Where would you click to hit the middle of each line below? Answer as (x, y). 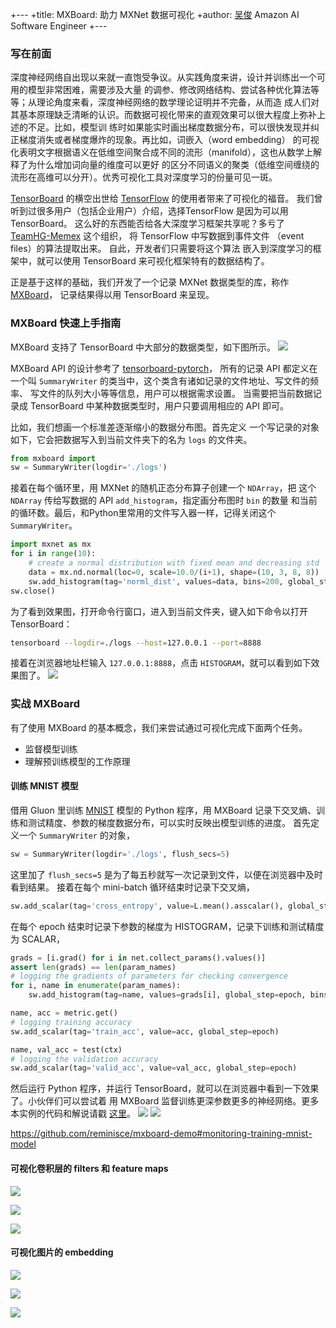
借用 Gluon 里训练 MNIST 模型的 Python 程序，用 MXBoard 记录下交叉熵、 (163, 810)
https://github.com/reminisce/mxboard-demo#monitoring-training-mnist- (161, 1134)
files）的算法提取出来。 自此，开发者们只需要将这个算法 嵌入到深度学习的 (161, 249)
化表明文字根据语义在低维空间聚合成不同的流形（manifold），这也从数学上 (161, 152)
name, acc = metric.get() (64, 1013)
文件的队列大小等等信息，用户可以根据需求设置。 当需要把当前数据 (175, 393)
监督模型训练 (51, 749)
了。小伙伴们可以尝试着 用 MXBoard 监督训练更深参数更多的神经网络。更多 (165, 1101)
